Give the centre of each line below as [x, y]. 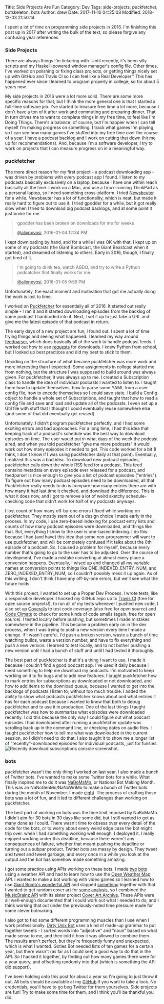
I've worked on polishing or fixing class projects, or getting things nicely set [81, 71]
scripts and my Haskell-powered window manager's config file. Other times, [82, 66]
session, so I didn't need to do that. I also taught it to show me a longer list [80, 738]
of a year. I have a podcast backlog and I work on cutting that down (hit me [81, 138]
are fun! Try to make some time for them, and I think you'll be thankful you [79, 992]
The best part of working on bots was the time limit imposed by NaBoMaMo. [82, 812]
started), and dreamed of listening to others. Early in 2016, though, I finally [80, 252]
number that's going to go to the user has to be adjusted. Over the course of [82, 552]
